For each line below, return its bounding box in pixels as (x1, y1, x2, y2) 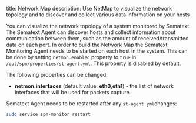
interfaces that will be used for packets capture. (14, 89, 131, 95)
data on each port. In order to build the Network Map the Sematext (6, 41, 168, 48)
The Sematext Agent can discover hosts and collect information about (6, 29, 176, 36)
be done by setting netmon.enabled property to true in (6, 54, 137, 60)
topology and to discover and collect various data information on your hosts (6, 11, 190, 18)
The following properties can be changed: (6, 71, 108, 78)
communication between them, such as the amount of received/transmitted (6, 35, 189, 42)
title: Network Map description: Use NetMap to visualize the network (6, 5, 172, 12)
